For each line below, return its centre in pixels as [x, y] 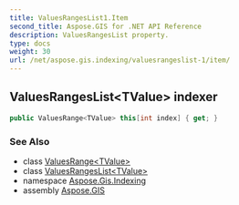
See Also [30, 141]
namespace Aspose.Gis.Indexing [84, 180]
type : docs [30, 43]
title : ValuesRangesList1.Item [69, 18]
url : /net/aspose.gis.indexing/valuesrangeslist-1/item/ [120, 60]
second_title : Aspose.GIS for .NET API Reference [106, 26]
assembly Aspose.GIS [63, 190]
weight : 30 [30, 52]
